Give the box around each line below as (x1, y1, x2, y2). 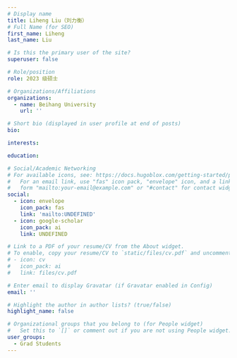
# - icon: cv (7, 257, 46, 264)
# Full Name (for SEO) (7, 23, 74, 30)
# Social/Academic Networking (7, 165, 97, 172)
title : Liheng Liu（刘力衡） (7, 17, 88, 24)
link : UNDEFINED (20, 230, 68, 237)
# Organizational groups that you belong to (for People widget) (7, 321, 203, 328)
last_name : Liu (7, 37, 52, 44)
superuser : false (7, 56, 59, 63)
